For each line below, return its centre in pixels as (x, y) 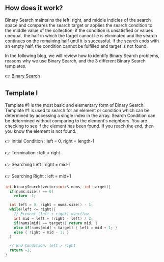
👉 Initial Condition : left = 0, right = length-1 (50, 141)
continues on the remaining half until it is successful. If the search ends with (82, 41)
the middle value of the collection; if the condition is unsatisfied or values (79, 30)
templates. (16, 66)
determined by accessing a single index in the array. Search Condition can (80, 116)
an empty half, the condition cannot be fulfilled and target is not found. (77, 46)
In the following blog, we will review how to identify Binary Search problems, (82, 56)
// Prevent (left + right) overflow (52, 214)
